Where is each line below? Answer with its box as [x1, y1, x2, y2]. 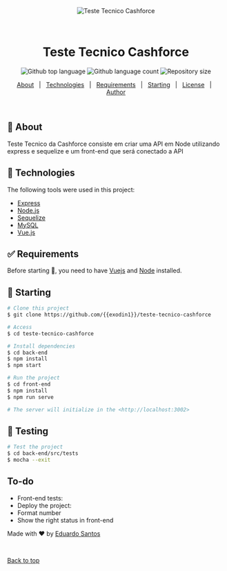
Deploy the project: [17, 501, 72, 509]
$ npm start [7, 362, 41, 369]
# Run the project [7, 375, 60, 382]
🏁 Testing [7, 425, 49, 437]
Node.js [17, 206, 40, 214]
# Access [7, 324, 32, 330]
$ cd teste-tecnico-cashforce [7, 330, 95, 337]
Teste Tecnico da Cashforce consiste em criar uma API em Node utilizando [7, 140, 220, 148]
